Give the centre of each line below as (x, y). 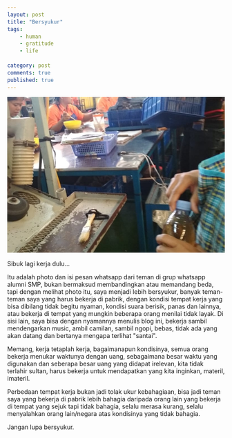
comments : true (29, 72)
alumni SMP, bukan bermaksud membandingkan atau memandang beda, (110, 284)
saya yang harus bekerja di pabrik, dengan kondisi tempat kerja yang (125, 299)
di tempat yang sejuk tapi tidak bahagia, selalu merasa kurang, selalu (105, 406)
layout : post (26, 14)
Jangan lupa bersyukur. (41, 427)
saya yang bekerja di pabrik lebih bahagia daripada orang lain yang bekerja (114, 399)
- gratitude (37, 44)
